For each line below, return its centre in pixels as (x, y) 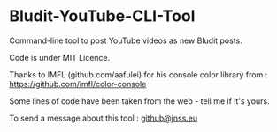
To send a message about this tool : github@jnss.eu (104, 118)
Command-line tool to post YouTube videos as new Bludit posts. (126, 40)
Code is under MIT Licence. (60, 57)
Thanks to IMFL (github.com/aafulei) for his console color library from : (138, 74)
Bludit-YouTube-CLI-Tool (102, 16)
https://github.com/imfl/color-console (78, 84)
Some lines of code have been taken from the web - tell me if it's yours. (139, 101)
